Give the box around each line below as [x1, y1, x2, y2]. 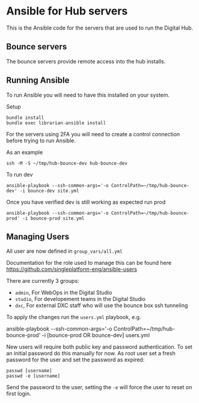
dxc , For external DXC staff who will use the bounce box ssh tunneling [14, 302, 188, 309]
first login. [6, 390, 31, 398]
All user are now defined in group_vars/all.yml [6, 247, 123, 255]
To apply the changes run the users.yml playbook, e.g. [6, 314, 141, 321]
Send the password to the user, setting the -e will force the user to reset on [6, 384, 192, 391]
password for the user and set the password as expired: [6, 356, 145, 363]
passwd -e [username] [6, 373, 61, 379]
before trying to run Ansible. [6, 137, 76, 144]
